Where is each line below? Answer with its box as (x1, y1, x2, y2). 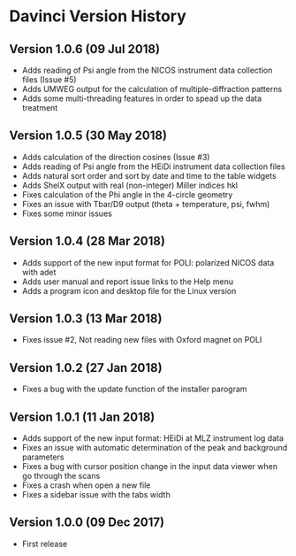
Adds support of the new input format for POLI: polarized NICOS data (21, 257, 275, 267)
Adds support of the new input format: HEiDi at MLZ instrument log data (21, 433, 285, 444)
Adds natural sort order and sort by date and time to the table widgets (21, 170, 277, 181)
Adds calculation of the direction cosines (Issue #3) (21, 151, 210, 162)
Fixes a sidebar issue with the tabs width (21, 490, 171, 500)
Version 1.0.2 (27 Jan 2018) (9, 360, 163, 375)
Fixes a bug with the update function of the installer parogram (21, 383, 247, 395)
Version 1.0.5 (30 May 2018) (9, 128, 168, 143)
